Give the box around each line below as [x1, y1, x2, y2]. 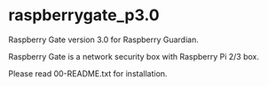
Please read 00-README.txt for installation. [8, 68, 168, 79]
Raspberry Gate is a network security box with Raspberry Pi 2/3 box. [8, 51, 259, 61]
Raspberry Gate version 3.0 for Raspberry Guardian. [8, 34, 199, 45]
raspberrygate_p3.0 [8, 5, 161, 25]
